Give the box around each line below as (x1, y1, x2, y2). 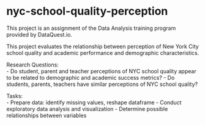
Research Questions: (6, 61, 59, 68)
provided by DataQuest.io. (6, 30, 72, 38)
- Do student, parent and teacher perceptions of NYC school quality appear (6, 67, 197, 74)
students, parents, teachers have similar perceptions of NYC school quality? (6, 80, 198, 88)
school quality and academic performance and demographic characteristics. (6, 49, 199, 56)
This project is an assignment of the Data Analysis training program (6, 24, 176, 32)
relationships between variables (6, 112, 87, 119)
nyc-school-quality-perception (6, 4, 168, 18)
